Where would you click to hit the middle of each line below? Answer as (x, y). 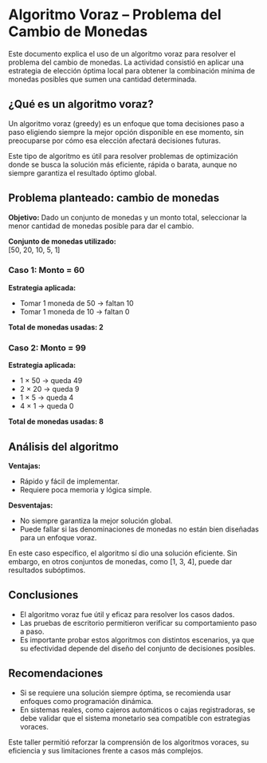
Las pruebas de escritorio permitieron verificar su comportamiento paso (138, 623)
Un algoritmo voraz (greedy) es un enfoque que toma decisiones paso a (126, 123)
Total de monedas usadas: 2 (56, 327)
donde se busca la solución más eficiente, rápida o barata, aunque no (123, 164)
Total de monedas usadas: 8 (56, 421)
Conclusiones (43, 595)
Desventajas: (31, 505)
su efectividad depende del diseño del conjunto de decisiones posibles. (137, 648)
